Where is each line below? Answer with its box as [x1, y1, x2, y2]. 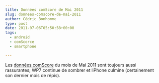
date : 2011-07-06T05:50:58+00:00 [5, 26, 75, 31]
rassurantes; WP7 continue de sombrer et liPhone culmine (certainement [5, 67, 154, 73]
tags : [5, 30, 16, 35]
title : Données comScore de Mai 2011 [5, 7, 83, 12]
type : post [5, 21, 28, 26]
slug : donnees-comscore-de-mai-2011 [5, 12, 81, 17]
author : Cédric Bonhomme [5, 16, 57, 21]
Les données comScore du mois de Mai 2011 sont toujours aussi [5, 62, 137, 68]
